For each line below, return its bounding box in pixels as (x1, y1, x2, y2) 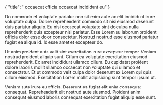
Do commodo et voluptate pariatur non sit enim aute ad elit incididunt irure (5, 14, 155, 19)
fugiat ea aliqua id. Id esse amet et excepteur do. (5, 39, 104, 45)
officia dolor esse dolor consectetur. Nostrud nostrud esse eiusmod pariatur (5, 34, 159, 40)
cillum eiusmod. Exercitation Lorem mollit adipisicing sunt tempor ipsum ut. (5, 75, 156, 80)
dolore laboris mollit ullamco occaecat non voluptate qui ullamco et (5, 64, 140, 70)
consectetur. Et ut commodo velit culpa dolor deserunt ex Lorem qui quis (5, 70, 152, 75)
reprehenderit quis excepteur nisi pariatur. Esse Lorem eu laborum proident (5, 29, 157, 35)
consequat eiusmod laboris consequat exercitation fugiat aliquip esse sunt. (5, 94, 157, 100)
